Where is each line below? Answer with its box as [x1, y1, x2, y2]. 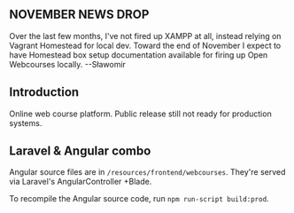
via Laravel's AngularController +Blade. [9, 177, 152, 187]
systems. [9, 117, 43, 128]
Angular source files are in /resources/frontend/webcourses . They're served [9, 167, 286, 177]
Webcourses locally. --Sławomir [9, 59, 127, 69]
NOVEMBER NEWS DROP [9, 7, 150, 22]
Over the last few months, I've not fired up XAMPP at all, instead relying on [9, 30, 282, 41]
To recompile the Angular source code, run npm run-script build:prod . [9, 193, 269, 204]
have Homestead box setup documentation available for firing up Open [9, 49, 268, 60]
